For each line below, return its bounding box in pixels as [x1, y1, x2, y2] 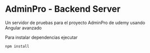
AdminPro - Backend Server [5, 3, 121, 15]
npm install [5, 44, 29, 49]
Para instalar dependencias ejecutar [5, 34, 78, 40]
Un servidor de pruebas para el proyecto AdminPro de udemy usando [5, 20, 146, 26]
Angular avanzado [5, 25, 42, 30]
